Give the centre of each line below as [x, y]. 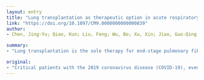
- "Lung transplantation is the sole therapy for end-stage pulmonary [97, 51]
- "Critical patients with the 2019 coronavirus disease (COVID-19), [96, 67]
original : [19, 62]
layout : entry [24, 12]
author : [16, 29]
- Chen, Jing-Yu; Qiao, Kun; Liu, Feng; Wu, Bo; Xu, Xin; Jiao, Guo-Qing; [103, 35]
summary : [17, 45]
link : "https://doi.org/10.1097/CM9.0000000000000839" [77, 23]
